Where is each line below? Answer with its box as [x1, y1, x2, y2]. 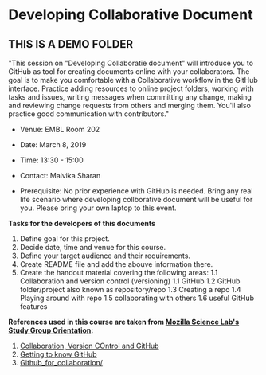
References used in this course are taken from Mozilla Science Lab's [8, 317, 240, 326]
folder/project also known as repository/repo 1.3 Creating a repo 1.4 [19, 285, 241, 294]
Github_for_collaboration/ [19, 358, 104, 367]
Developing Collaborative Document [8, 6, 253, 24]
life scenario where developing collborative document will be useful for [19, 195, 253, 204]
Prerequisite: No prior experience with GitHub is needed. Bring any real [19, 186, 253, 196]
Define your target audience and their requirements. [19, 251, 191, 260]
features [19, 302, 48, 311]
